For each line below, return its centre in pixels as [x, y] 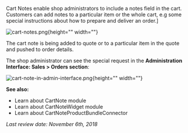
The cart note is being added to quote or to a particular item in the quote [93, 43]
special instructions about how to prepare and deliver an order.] [82, 21]
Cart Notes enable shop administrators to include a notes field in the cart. [94, 8]
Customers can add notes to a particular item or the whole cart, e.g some [94, 15]
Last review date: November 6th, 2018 [52, 124]
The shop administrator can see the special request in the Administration [94, 61]
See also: [17, 89]
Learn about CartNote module [50, 100]
